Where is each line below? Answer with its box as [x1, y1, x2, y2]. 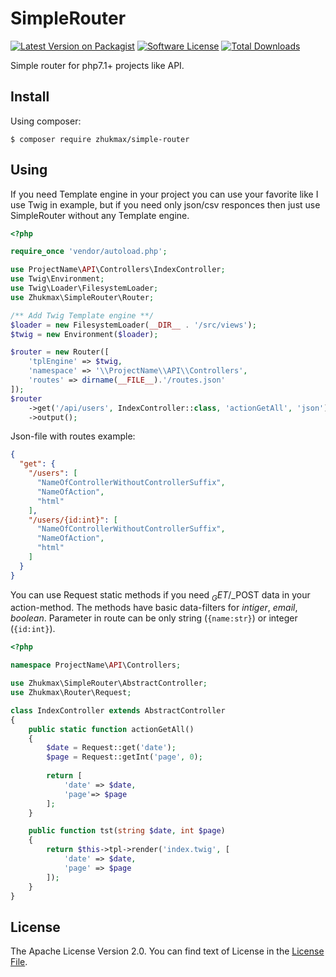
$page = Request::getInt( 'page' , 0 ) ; [46, 752, 203, 762]
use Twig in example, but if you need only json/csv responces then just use [10, 198, 321, 211]
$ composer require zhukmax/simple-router [10, 134, 190, 144]
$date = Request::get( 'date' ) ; [46, 743, 177, 753]
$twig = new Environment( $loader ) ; [10, 329, 159, 339]
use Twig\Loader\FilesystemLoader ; [10, 283, 159, 294]
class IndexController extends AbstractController [10, 705, 226, 716]
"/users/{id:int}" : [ [28, 515, 118, 525]
